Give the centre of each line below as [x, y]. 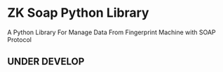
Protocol [19, 39]
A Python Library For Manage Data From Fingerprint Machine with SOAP [111, 32]
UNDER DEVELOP [46, 62]
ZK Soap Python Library [78, 13]
